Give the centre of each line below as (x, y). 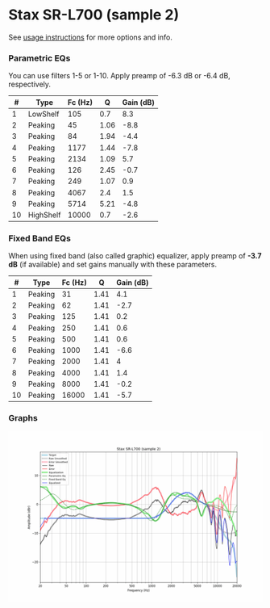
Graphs (23, 418)
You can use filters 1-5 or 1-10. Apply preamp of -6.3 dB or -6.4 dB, (120, 76)
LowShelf (44, 114)
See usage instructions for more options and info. (91, 37)
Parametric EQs (39, 58)
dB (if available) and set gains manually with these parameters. (113, 265)
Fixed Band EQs (39, 238)
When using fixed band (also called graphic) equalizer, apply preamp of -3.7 (135, 256)
